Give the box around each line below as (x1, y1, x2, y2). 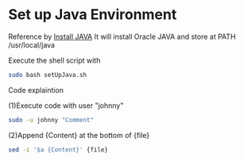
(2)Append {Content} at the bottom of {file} (8, 130, 150, 140)
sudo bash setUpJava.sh (8, 71, 87, 79)
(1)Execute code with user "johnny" (8, 101, 124, 110)
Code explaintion (8, 85, 64, 94)
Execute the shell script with (8, 56, 101, 65)
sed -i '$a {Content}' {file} (8, 145, 109, 154)
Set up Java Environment (8, 6, 177, 24)
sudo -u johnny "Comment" (8, 116, 94, 124)
